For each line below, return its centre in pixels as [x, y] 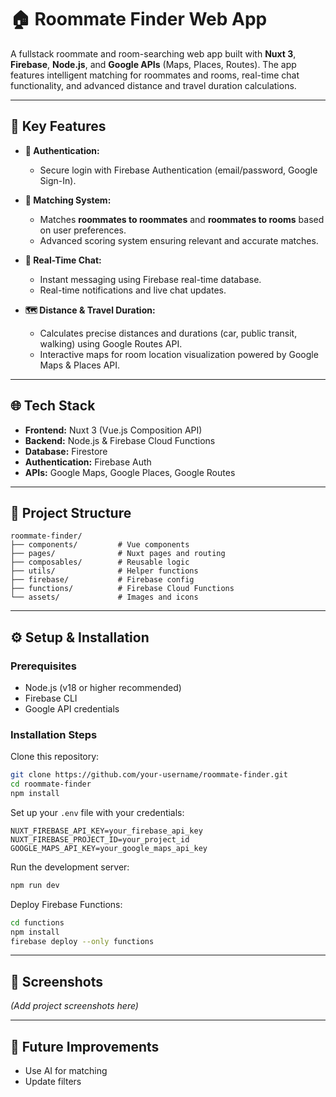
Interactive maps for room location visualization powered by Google [179, 354]
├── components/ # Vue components [100, 545]
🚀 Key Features [58, 126]
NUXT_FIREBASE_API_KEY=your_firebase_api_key [106, 831]
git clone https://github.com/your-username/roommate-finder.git [149, 775]
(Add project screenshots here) [74, 1006]
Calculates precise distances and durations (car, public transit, [168, 333]
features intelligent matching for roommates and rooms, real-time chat [155, 75]
